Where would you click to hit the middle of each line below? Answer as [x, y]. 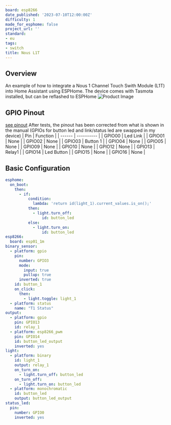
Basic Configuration [38, 168]
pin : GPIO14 [27, 337]
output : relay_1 [32, 365]
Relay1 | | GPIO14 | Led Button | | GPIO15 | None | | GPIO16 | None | [75, 152]
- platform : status [31, 303]
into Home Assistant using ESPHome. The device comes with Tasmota [79, 91]
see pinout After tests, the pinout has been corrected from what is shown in [85, 125]
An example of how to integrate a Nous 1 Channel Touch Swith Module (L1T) [85, 86]
